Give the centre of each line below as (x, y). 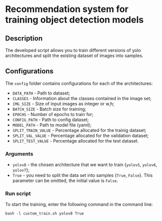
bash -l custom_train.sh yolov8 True (45, 213)
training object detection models (74, 20)
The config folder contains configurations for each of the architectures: (79, 83)
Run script (18, 193)
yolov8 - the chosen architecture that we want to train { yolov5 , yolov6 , (85, 165)
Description (24, 38)
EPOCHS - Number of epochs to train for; (53, 114)
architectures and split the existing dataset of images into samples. (74, 55)
